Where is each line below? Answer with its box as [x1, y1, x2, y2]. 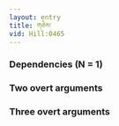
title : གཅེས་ [9, 21, 52, 30]
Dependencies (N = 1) [9, 58, 103, 70]
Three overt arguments [9, 106, 110, 118]
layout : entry [9, 12, 62, 22]
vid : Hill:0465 [9, 29, 65, 38]
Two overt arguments [9, 82, 103, 94]
